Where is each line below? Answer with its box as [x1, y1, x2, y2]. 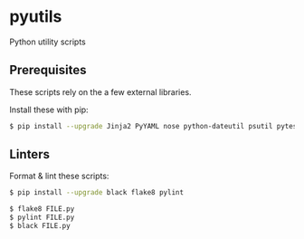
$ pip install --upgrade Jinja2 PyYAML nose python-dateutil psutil [9, 121, 273, 130]
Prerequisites [9, 62, 87, 78]
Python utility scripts [9, 36, 86, 47]
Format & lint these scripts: [9, 170, 109, 182]
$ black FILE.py [9, 222, 71, 231]
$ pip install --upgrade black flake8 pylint [9, 188, 184, 197]
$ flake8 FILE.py [9, 205, 75, 214]
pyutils [9, 6, 62, 27]
